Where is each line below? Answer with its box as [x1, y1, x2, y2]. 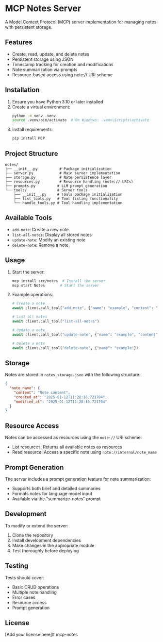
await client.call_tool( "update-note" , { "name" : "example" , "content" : [12, 332, 160, 337]
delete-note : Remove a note [12, 242, 69, 248]
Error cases [12, 594, 35, 600]
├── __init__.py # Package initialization [5, 167, 112, 171]
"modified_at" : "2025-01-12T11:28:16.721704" [14, 399, 108, 404]
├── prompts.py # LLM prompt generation [5, 184, 108, 188]
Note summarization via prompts [12, 67, 78, 72]
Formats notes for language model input [12, 490, 93, 496]
